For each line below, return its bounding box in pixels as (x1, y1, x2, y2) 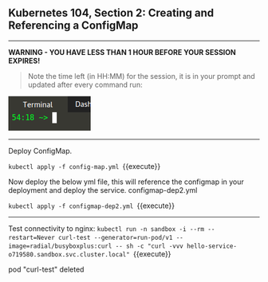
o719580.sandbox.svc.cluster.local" (8, 250, 130, 258)
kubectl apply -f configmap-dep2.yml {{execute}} (8, 201, 175, 210)
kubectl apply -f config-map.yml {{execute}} (8, 161, 161, 170)
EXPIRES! (8, 56, 41, 65)
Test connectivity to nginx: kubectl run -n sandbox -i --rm (8, 223, 205, 233)
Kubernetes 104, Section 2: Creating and (8, 6, 215, 20)
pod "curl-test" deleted (8, 264, 85, 274)
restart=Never (8, 233, 56, 241)
